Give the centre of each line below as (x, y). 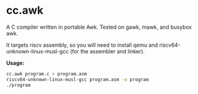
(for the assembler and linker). (107, 51)
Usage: (16, 63)
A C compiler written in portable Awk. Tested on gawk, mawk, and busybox (99, 27)
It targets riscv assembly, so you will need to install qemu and (82, 45)
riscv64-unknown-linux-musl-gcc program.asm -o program (77, 79)
